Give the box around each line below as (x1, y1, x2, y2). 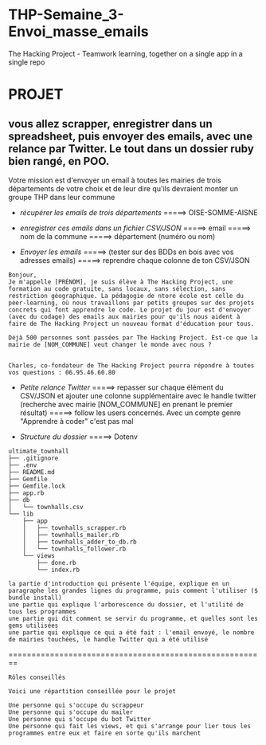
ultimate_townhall (8, 447, 69, 455)
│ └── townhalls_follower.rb (22, 544, 127, 553)
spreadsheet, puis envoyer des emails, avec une (8, 129, 253, 143)
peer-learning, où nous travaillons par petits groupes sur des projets (8, 299, 255, 307)
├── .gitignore (8, 454, 59, 462)
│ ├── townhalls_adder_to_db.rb (22, 538, 137, 546)
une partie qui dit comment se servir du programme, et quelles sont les (8, 614, 259, 622)
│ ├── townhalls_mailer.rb (22, 531, 119, 539)
